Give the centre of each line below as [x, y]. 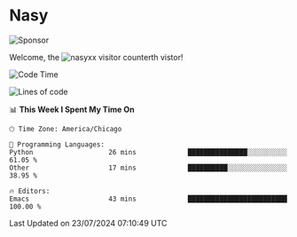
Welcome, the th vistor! [96, 57]
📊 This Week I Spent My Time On [72, 109]
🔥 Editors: [30, 191]
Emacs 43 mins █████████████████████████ [148, 199]
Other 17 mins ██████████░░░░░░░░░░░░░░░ [148, 168]
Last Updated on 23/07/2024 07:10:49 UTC [88, 223]
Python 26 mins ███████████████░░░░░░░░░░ [148, 152]
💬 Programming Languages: [57, 144]
